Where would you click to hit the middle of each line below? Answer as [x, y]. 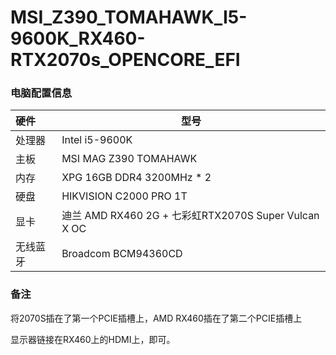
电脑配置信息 [41, 93]
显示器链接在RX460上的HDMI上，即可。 [93, 339]
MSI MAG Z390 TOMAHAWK [129, 159]
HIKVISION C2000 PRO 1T [124, 196]
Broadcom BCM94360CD [122, 254]
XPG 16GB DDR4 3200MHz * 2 [136, 178]
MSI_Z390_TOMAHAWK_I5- [129, 17]
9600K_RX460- [78, 38]
